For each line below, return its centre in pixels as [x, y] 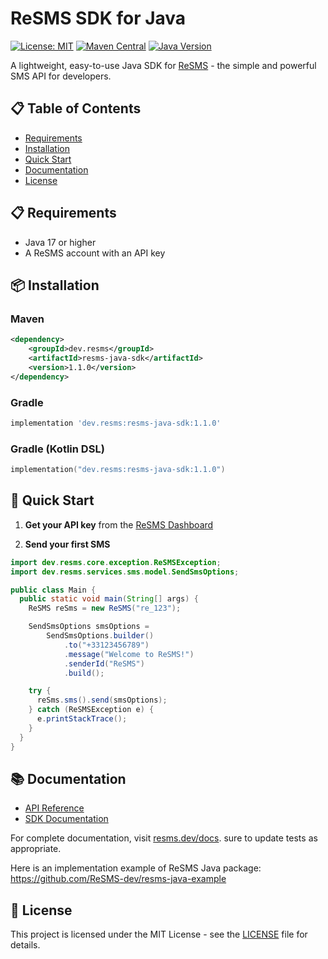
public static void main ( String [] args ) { [109, 599]
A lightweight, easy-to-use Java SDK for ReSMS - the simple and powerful [163, 65]
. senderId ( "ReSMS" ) [104, 663]
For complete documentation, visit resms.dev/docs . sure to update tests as [164, 838]
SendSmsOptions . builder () [100, 636]
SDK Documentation [66, 819]
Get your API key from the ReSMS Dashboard [119, 524]
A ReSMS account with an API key [95, 253]
